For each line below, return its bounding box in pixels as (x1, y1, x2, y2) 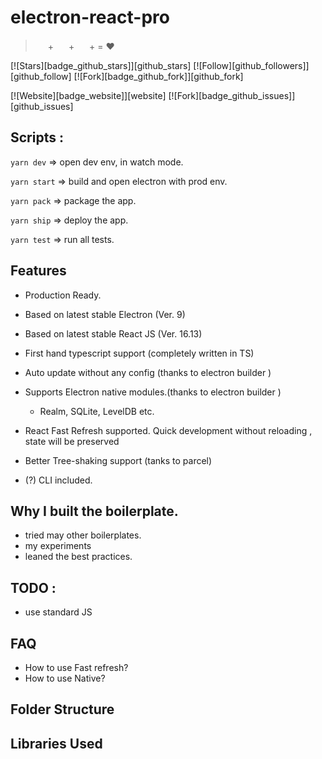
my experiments (24, 540, 92, 552)
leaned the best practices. (24, 551, 133, 563)
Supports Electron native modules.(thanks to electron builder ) (24, 386, 282, 398)
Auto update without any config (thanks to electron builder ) (24, 366, 272, 378)
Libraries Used (10, 735, 103, 752)
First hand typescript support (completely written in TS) (24, 347, 255, 359)
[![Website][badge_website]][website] (10, 89, 167, 101)
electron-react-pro (10, 6, 170, 29)
